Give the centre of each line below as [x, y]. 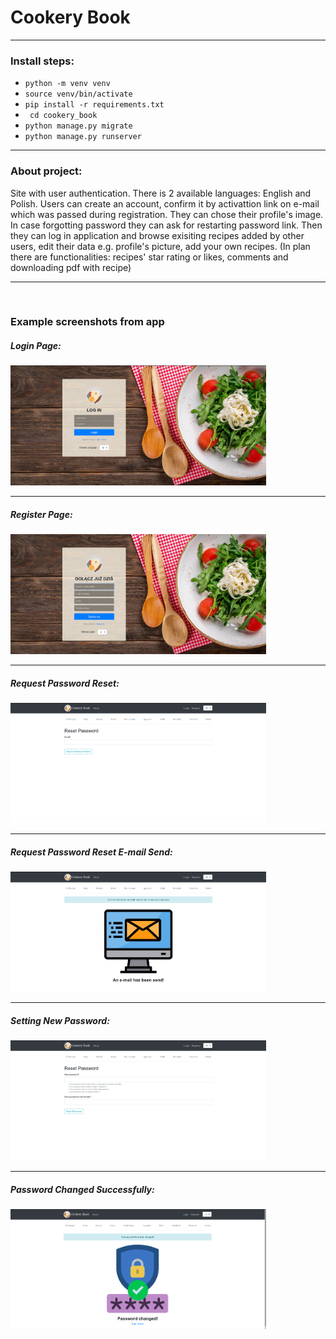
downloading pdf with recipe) [71, 267]
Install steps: [42, 61]
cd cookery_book [63, 116]
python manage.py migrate [78, 126]
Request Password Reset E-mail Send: [91, 852]
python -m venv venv [67, 84]
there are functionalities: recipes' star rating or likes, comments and [149, 257]
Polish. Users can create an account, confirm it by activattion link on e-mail [165, 203]
